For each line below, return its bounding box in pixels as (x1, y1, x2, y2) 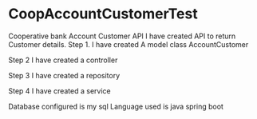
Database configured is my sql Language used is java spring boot (8, 101, 223, 111)
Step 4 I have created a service (8, 85, 111, 96)
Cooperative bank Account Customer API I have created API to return (8, 31, 236, 41)
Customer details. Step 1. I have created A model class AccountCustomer (8, 39, 249, 49)
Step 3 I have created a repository (8, 70, 121, 80)
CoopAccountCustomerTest (8, 5, 198, 23)
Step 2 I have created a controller (8, 55, 118, 65)
